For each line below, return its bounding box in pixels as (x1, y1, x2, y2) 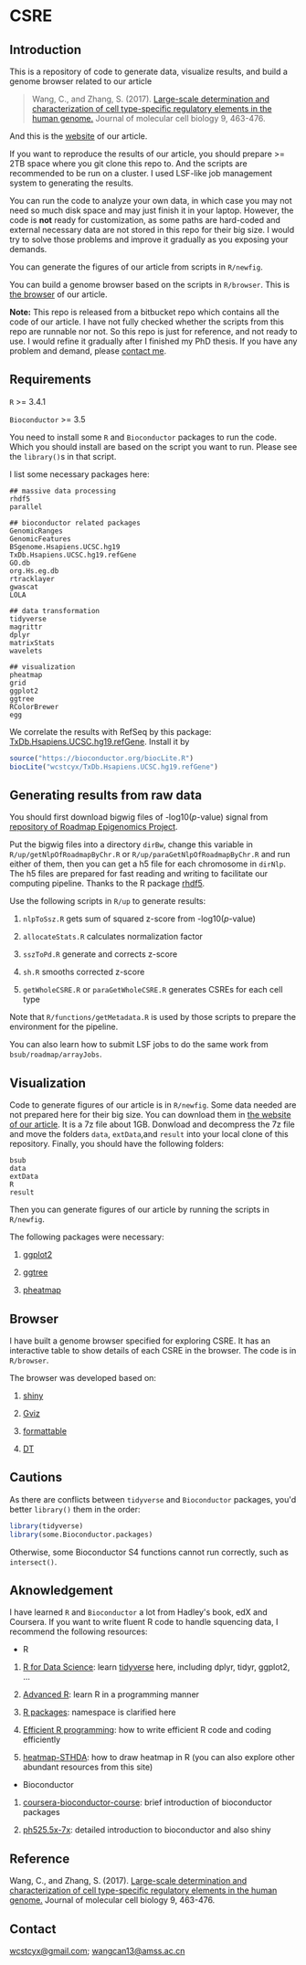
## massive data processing (9, 486, 117, 495)
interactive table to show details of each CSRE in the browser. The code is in (9, 1345, 297, 1355)
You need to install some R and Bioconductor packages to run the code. (9, 431, 277, 442)
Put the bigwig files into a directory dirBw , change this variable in (9, 839, 254, 850)
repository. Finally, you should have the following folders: (9, 1139, 225, 1150)
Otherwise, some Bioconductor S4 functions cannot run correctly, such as (9, 1546, 290, 1557)
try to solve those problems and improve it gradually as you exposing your (9, 234, 289, 245)
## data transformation (9, 606, 100, 615)
